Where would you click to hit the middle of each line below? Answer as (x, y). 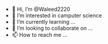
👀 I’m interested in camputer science (57, 15)
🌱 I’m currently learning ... (44, 22)
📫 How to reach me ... (39, 35)
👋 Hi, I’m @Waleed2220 (41, 9)
